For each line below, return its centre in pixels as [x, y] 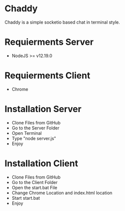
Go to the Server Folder [35, 128]
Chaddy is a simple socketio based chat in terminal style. [62, 22]
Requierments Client [47, 75]
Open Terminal [27, 133]
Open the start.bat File [34, 187]
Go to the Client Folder [34, 182]
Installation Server [43, 109]
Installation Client [41, 163]
